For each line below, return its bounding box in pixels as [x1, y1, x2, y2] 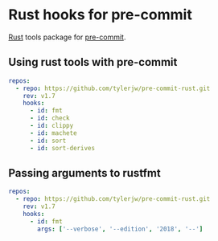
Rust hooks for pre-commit [8, 6, 193, 24]
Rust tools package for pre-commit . [8, 32, 126, 42]
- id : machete [29, 129, 78, 137]
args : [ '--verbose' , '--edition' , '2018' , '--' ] [37, 225, 204, 233]
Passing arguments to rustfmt [8, 166, 161, 180]
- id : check [29, 114, 70, 122]
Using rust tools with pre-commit [8, 55, 178, 69]
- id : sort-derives [29, 144, 95, 152]
